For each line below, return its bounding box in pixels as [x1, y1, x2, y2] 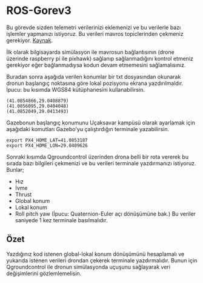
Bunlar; [6, 166, 24, 173]
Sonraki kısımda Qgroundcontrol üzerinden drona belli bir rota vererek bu [6, 153, 189, 160]
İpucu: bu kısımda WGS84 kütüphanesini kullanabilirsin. [6, 86, 145, 93]
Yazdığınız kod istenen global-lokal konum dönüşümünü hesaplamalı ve [6, 250, 185, 257]
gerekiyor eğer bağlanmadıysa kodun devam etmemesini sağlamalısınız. [6, 61, 186, 69]
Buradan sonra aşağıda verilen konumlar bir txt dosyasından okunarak [6, 73, 181, 80]
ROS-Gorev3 [6, 4, 72, 18]
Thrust [15, 191, 32, 198]
